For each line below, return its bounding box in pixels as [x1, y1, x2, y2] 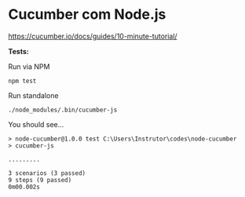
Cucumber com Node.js [8, 5, 166, 24]
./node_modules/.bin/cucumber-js [8, 106, 118, 114]
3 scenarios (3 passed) [8, 169, 86, 177]
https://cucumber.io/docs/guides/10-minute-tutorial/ [8, 31, 178, 41]
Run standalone [8, 90, 59, 100]
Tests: [8, 46, 29, 56]
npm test [8, 77, 37, 85]
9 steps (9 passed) [8, 176, 72, 184]
